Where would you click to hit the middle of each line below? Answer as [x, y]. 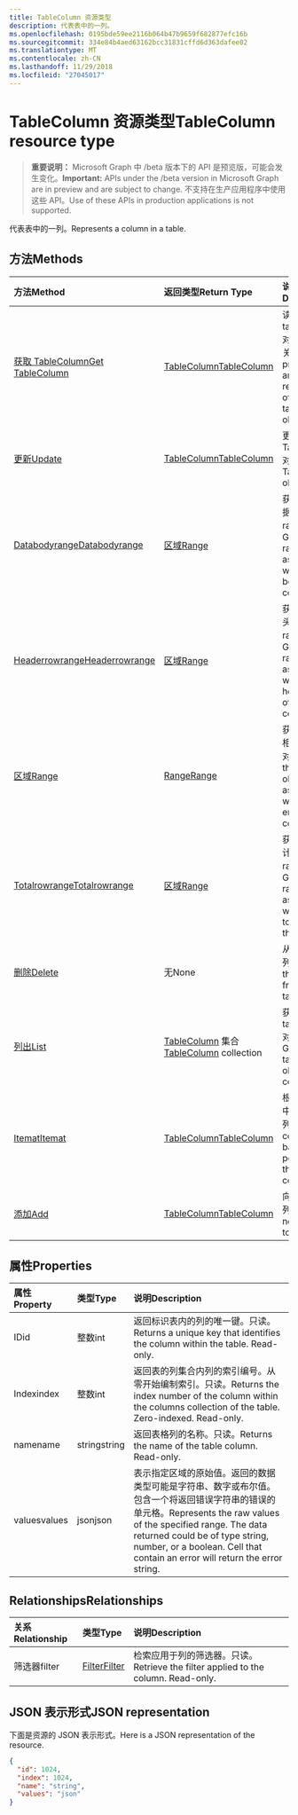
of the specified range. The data [200, 1525]
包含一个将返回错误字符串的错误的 [205, 1500]
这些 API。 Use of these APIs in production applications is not [142, 200]
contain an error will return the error [208, 1558]
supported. [51, 210]
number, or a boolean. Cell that [198, 1547]
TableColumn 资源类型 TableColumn [143, 122]
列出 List [30, 1046]
